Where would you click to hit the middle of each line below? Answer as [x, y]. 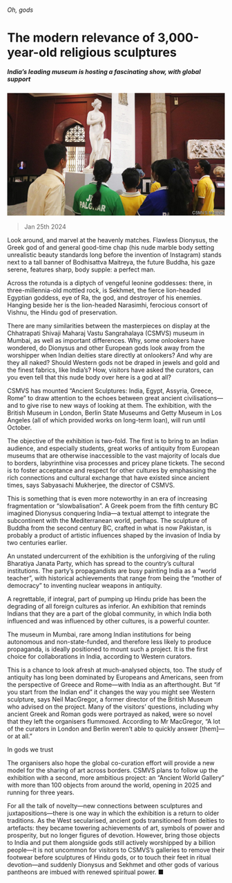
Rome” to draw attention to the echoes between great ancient [95, 398]
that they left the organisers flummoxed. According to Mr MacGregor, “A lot [114, 722]
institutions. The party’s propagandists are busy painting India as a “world [112, 571]
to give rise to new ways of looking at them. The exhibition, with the [116, 406]
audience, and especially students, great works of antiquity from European [113, 448]
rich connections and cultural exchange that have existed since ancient [108, 478]
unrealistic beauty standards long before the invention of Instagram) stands [115, 255]
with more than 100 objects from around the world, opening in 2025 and [109, 785]
